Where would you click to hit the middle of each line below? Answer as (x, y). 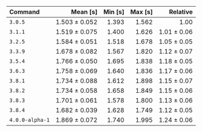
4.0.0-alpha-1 (30, 120)
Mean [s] (84, 12)
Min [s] (114, 12)
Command (25, 12)
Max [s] (141, 12)
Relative (181, 12)
